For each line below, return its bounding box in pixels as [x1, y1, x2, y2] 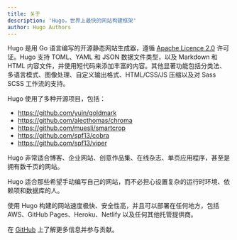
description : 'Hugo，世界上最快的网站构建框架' [7, 17, 137, 24]
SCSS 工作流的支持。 [7, 80, 70, 88]
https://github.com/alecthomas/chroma [17, 116, 133, 125]
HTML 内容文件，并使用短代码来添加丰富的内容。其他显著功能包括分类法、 [7, 62, 226, 70]
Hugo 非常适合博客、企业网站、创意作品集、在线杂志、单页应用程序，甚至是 [7, 153, 231, 162]
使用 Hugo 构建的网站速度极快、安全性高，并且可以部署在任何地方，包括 [7, 202, 220, 210]
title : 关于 [7, 10, 40, 18]
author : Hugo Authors [7, 23, 72, 31]
